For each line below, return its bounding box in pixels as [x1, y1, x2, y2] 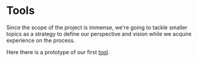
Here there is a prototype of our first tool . [6, 48, 110, 55]
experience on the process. [6, 36, 76, 44]
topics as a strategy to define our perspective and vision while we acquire [6, 30, 192, 37]
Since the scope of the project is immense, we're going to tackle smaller [6, 24, 188, 31]
